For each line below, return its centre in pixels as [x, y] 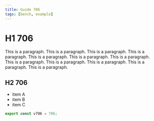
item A [18, 94]
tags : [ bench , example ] [29, 14]
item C [19, 105]
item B [18, 100]
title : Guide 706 [23, 10]
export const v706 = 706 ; [31, 114]
